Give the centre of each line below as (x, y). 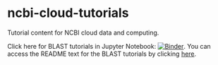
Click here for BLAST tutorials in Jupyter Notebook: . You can (109, 46)
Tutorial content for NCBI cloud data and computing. (83, 32)
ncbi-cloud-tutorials (68, 13)
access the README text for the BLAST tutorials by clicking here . (102, 54)
